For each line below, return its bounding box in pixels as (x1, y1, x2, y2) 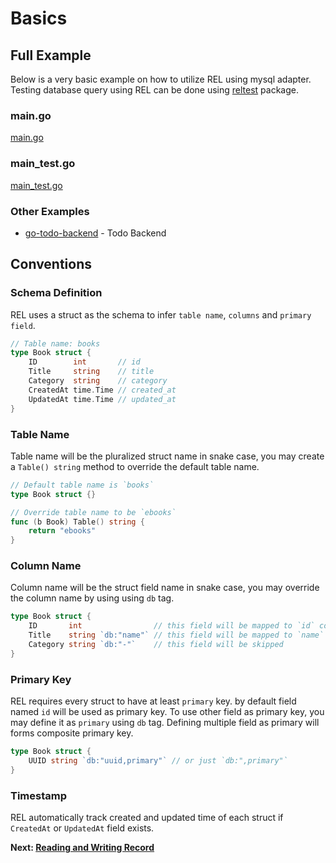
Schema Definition (10, 286, 103, 300)
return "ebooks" (28, 526, 97, 536)
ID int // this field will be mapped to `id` (28, 621, 315, 631)
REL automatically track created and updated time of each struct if (10, 812, 284, 824)
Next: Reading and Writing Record (10, 842, 155, 854)
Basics (10, 7, 68, 30)
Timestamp (10, 788, 68, 802)
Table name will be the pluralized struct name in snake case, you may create (10, 450, 325, 462)
